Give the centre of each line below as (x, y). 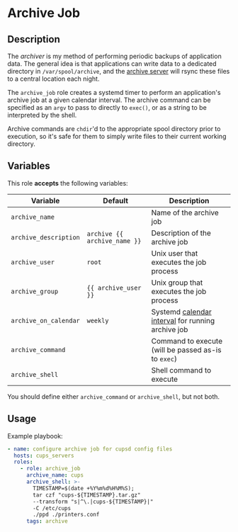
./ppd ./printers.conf (66, 515)
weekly (98, 321)
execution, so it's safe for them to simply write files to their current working (117, 136)
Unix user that (175, 253)
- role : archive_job (50, 469)
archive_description (45, 237)
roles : (23, 462)
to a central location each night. (53, 79)
